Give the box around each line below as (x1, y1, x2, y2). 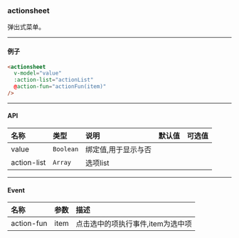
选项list (85, 158, 110, 168)
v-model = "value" (14, 70, 62, 77)
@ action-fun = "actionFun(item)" (14, 83, 107, 90)
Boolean (53, 145, 79, 153)
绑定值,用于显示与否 (85, 145, 152, 155)
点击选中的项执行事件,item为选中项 (75, 219, 192, 229)
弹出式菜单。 (7, 23, 45, 31)
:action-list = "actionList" (14, 77, 94, 84)
